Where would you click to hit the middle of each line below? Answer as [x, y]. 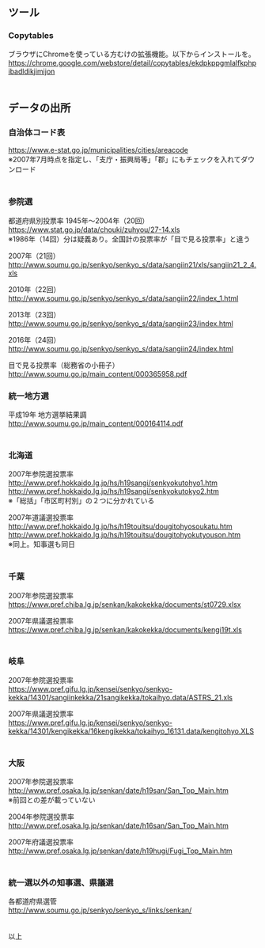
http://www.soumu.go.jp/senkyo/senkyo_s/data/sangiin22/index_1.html [123, 298]
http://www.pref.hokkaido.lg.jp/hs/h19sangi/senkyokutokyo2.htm [114, 491]
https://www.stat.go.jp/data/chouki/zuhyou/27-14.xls [94, 229]
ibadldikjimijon [32, 71]
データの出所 [40, 108]
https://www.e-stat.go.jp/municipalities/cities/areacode [98, 150]
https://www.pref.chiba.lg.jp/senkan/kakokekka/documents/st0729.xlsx [125, 604]
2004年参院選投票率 [42, 817]
